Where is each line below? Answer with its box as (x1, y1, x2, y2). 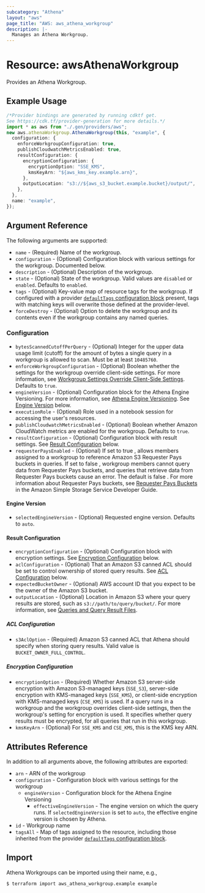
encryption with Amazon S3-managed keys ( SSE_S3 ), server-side (15, 685, 179, 692)
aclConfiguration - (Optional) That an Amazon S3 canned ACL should (15, 561, 192, 568)
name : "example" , (12, 198, 56, 204)
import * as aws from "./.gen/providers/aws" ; (6, 124, 127, 130)
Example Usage (6, 96, 67, 107)
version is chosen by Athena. (33, 815, 107, 823)
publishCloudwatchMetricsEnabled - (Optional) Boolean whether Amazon (15, 421, 198, 428)
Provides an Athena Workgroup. (6, 78, 87, 86)
